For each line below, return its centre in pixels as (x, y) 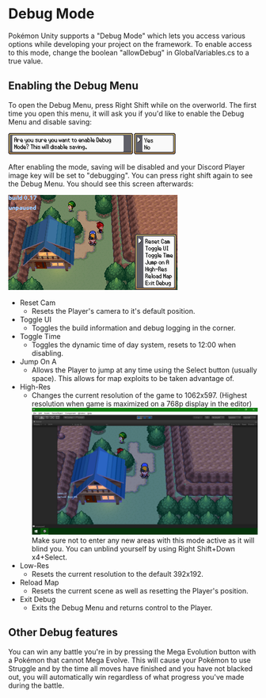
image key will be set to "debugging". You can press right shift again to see (131, 175)
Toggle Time (40, 336)
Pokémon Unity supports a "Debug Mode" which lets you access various (127, 36)
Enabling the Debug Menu (73, 86)
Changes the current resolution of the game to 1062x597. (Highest (139, 395)
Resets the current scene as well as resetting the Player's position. (140, 591)
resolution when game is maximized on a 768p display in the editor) (142, 403)
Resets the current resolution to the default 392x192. (117, 574)
